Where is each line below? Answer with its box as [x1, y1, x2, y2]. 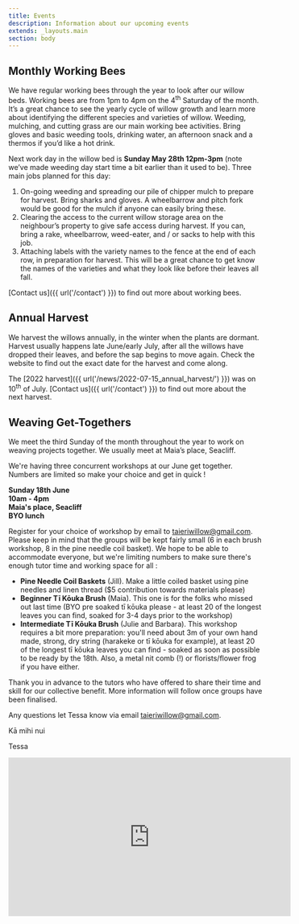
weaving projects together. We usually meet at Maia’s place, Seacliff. [8, 445, 236, 455]
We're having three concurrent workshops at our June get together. [8, 461, 233, 470]
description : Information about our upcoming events [8, 19, 189, 27]
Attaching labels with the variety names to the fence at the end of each [19, 247, 256, 256]
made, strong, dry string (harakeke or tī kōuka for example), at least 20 [19, 636, 255, 645]
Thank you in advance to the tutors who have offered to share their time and [8, 677, 261, 687]
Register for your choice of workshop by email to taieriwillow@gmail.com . [8, 527, 253, 536]
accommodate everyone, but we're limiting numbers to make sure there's [8, 553, 251, 561]
